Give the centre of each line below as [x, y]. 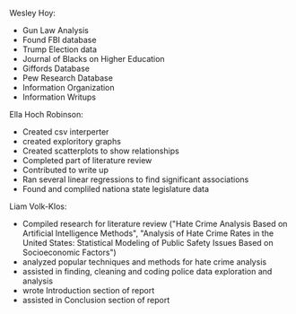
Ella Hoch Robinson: [46, 114]
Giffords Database [56, 68]
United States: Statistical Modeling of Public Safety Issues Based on [148, 243]
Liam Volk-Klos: [38, 206]
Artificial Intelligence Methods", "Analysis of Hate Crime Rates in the [148, 233]
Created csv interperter [65, 132]
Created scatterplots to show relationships [100, 151]
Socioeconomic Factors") [69, 252]
